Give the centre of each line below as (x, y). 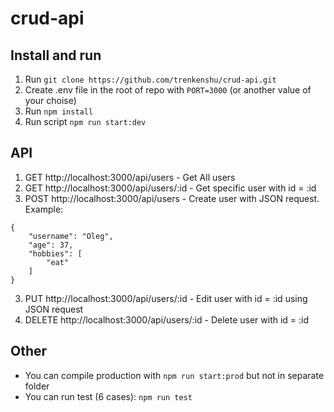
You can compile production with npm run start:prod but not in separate (174, 375)
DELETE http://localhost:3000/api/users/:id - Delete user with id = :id (167, 319)
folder (37, 386)
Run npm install (59, 111)
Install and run (56, 55)
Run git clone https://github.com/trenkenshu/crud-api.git (150, 79)
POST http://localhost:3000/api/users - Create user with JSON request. (172, 198)
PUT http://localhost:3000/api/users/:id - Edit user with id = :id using (166, 298)
